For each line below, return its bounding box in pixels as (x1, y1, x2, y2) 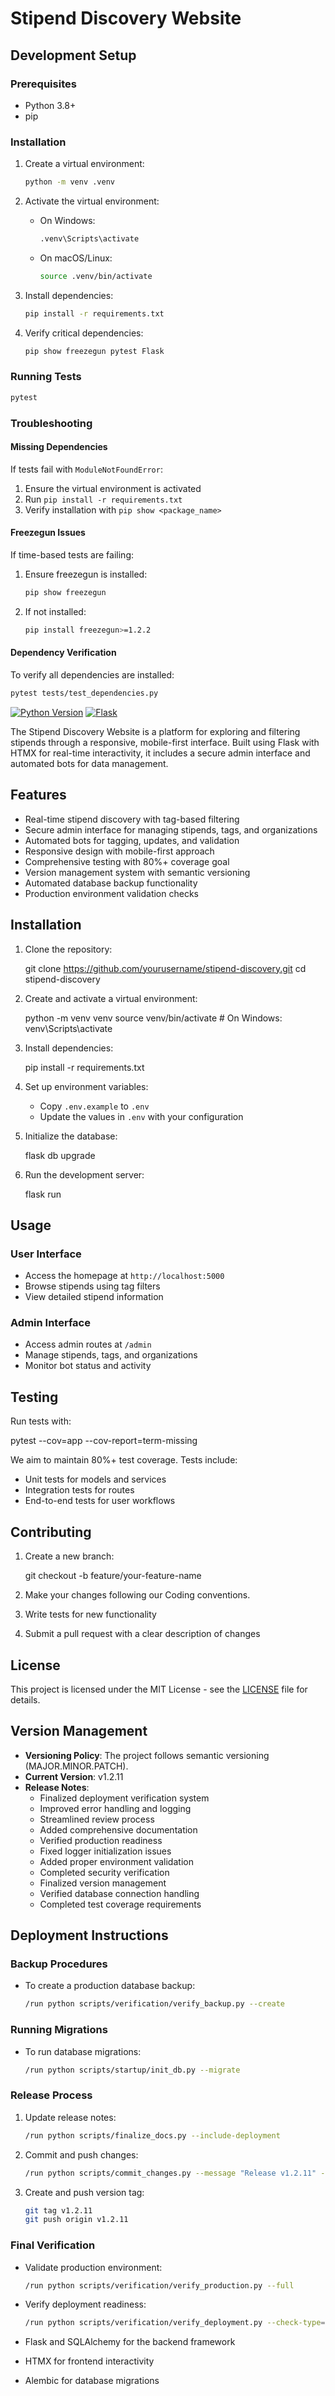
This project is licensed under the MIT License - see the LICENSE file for (10, 1683, 308, 1695)
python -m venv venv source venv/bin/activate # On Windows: (24, 1012, 283, 1024)
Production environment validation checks (24, 887, 199, 899)
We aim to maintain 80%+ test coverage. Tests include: (10, 1454, 238, 1466)
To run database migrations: (24, 2045, 142, 2057)
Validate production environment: (24, 2261, 163, 2273)
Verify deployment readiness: (24, 2298, 147, 2311)
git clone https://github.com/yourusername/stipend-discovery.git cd (24, 962, 307, 974)
